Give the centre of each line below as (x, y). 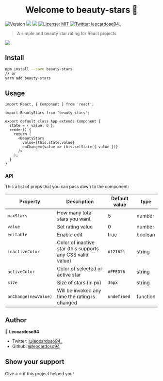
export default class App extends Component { (53, 121)
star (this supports (78, 249)
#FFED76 (116, 272)
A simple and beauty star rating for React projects (67, 33)
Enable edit (70, 235)
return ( (23, 134)
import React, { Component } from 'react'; (50, 104)
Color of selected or (80, 269)
